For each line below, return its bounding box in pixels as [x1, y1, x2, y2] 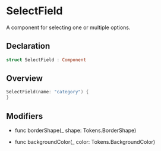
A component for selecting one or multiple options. [6, 24, 131, 31]
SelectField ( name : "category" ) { [6, 89, 89, 95]
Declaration [6, 41, 50, 51]
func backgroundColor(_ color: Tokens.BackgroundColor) [14, 139, 156, 145]
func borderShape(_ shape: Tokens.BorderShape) [14, 127, 137, 134]
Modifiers [6, 111, 43, 121]
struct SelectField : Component [6, 56, 86, 63]
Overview [6, 73, 43, 84]
